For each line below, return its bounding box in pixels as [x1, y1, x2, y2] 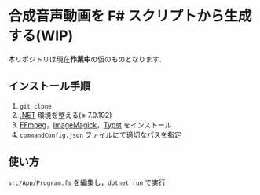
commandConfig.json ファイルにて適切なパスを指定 [19, 130, 182, 139]
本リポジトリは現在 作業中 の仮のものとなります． [8, 54, 167, 64]
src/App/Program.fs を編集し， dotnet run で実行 [8, 178, 167, 187]
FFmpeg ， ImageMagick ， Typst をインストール [19, 120, 172, 130]
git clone [19, 102, 53, 110]
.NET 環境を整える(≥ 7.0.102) [19, 110, 112, 120]
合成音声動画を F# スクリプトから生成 [8, 7, 252, 25]
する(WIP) [8, 27, 74, 45]
